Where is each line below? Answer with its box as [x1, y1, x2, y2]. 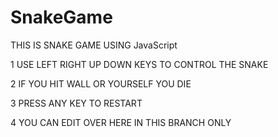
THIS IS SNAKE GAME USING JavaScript [10, 39, 178, 51]
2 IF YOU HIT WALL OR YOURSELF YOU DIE [10, 77, 192, 90]
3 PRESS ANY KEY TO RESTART [10, 97, 143, 109]
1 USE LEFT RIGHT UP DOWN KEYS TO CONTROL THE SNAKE [10, 58, 269, 70]
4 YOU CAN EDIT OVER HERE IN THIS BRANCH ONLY [10, 116, 232, 128]
